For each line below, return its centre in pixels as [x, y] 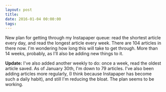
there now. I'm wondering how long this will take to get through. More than [82, 48]
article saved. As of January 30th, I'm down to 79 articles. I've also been [80, 69]
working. [14, 85]
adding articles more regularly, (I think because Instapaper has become [79, 74]
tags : [11, 24]
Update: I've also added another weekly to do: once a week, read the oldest [83, 63]
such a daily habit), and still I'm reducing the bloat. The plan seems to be [80, 79]
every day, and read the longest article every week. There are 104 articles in [83, 43]
